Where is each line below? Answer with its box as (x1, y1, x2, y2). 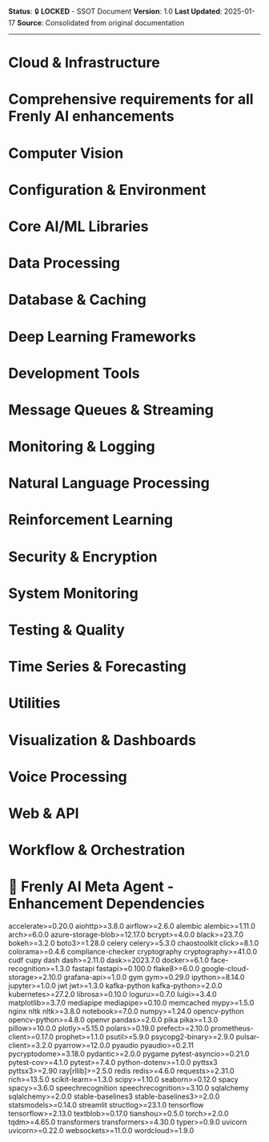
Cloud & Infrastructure (8, 54, 160, 72)
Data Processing (8, 254, 121, 273)
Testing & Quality (8, 621, 126, 639)
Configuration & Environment (8, 180, 207, 199)
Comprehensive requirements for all (8, 91, 254, 108)
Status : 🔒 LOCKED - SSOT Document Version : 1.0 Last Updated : (8, 6, 223, 16)
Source (17, 18, 42, 27)
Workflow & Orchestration (8, 841, 186, 860)
